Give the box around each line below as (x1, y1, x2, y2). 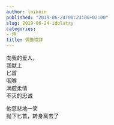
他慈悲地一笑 (6, 105, 38, 112)
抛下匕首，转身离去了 (6, 112, 59, 120)
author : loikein (6, 8, 47, 15)
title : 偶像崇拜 (6, 37, 43, 43)
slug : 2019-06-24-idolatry (6, 20, 74, 26)
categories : (6, 25, 36, 32)
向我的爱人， (6, 54, 38, 61)
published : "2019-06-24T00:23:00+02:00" (6, 14, 109, 21)
